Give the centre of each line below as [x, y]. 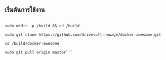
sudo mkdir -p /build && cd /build [42, 26]
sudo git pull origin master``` [39, 52]
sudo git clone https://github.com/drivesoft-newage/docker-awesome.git [83, 35]
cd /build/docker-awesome [32, 43]
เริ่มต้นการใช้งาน [25, 10]
